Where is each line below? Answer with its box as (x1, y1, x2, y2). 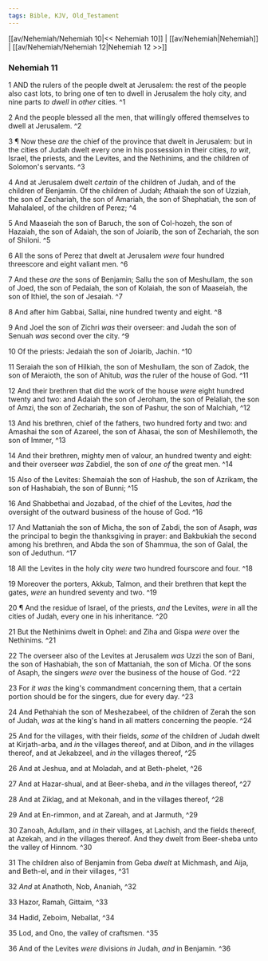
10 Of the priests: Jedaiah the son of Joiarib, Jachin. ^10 (8, 346, 193, 356)
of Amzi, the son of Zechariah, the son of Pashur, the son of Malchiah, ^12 (8, 402, 251, 412)
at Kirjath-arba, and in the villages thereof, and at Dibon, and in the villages (8, 739, 254, 749)
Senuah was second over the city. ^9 (8, 330, 130, 340)
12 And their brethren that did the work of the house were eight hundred (8, 386, 245, 395)
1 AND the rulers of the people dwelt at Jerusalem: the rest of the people (8, 80, 247, 89)
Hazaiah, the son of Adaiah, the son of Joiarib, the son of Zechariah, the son (8, 227, 259, 236)
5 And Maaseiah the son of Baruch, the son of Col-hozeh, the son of (8, 218, 233, 227)
